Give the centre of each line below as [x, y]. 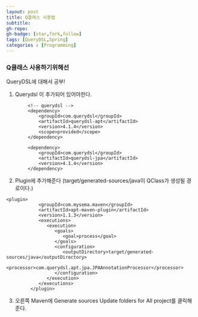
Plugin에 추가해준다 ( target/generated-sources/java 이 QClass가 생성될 [100, 181]
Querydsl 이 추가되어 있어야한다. [53, 94]
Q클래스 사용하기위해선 [38, 67]
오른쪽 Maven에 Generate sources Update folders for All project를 [95, 301]
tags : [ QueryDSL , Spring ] [37, 40]
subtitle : [19, 23]
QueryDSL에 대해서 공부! [36, 82]
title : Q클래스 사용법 [31, 17]
